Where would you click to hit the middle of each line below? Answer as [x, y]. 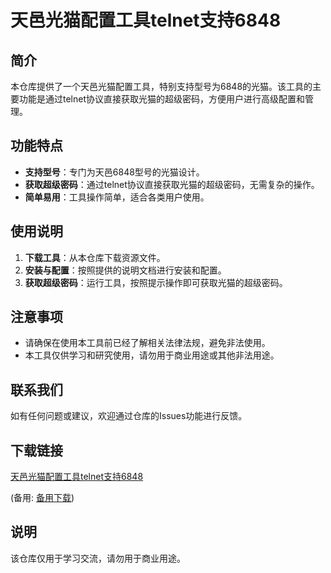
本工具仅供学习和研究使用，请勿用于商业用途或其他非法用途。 [152, 355]
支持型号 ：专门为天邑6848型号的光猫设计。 [114, 172]
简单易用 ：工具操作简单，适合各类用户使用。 [117, 197]
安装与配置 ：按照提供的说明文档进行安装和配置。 [125, 270]
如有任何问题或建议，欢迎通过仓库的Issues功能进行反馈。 [129, 416]
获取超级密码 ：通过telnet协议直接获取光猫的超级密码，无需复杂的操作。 [172, 184]
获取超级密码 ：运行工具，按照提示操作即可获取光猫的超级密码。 [156, 282]
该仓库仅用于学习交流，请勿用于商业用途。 [98, 558]
